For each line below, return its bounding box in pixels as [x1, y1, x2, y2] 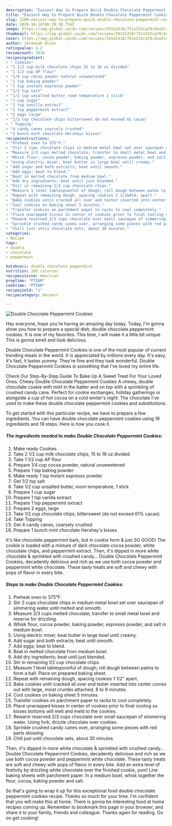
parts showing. [13, 730, 45, 736]
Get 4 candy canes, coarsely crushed [13, 522, 92, 528]
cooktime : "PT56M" [6, 283, 45, 288]
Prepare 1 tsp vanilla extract [13, 494, 72, 501]
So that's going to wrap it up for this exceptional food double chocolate [6, 788, 155, 794]
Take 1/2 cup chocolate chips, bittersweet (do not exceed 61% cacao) [13, 511, 160, 517]
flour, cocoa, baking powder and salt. [6, 778, 84, 784]
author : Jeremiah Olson [6, 41, 57, 46]
